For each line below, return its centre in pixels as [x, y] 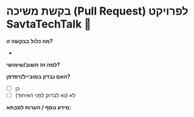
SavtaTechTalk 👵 [49, 24]
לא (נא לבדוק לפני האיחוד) [45, 95]
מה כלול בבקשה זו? [29, 41]
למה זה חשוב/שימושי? [33, 65]
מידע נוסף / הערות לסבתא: [39, 107]
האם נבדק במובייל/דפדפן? [39, 76]
